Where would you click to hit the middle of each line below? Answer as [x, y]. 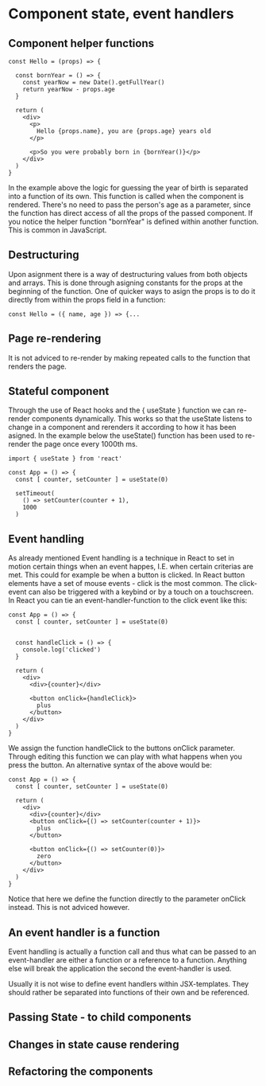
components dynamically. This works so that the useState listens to [142, 419]
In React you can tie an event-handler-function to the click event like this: [128, 600]
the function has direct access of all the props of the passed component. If [131, 213]
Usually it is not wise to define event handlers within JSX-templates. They [129, 984]
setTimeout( [35, 494]
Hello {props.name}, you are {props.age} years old [124, 131]
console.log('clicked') [62, 650]
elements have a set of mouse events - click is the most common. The [123, 584]
